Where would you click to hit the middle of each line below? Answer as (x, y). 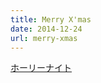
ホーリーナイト (41, 68)
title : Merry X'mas (51, 19)
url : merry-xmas (44, 38)
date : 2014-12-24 (46, 29)
